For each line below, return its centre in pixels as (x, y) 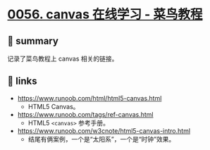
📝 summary (33, 40)
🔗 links (22, 81)
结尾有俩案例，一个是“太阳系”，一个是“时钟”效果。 (101, 139)
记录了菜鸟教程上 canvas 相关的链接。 (63, 58)
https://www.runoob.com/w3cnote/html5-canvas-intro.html (104, 130)
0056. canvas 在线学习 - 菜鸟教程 (105, 14)
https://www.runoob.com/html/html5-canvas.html (89, 98)
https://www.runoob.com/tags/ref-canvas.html (85, 114)
